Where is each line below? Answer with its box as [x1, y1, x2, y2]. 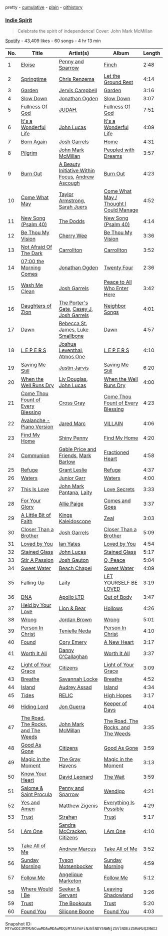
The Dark [20, 250, 43, 257]
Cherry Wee [58, 232, 87, 240]
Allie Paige [58, 501, 84, 508]
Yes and [20, 799, 40, 806]
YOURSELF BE [103, 579, 138, 586]
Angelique [58, 871, 83, 878]
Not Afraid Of [20, 244, 52, 251]
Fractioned [103, 449, 129, 456]
